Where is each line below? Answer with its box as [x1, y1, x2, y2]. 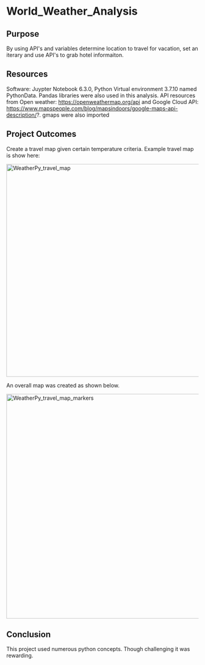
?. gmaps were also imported [36, 111, 110, 119]
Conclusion [6, 630, 51, 640]
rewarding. [6, 652, 34, 659]
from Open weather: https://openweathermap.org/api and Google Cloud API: [6, 98, 199, 105]
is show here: [6, 152, 40, 159]
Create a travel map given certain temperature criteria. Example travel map [6, 145, 194, 152]
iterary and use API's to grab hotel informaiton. [6, 51, 124, 59]
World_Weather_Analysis [6, 4, 138, 18]
